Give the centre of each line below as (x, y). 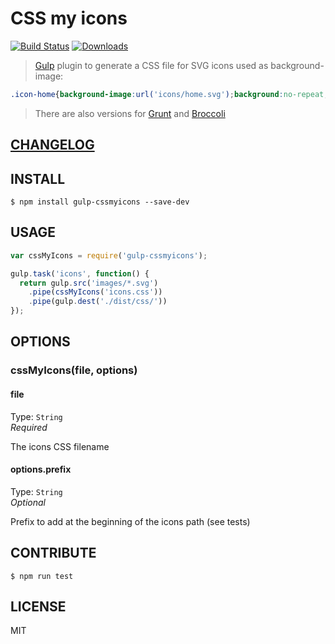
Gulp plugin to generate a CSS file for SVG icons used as (151, 65)
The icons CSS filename (60, 446)
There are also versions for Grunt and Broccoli (130, 113)
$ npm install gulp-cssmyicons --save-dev (100, 202)
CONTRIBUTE (53, 553)
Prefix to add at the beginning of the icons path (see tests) (130, 521)
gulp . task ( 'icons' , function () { (80, 273)
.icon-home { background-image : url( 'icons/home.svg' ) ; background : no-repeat (167, 94)
